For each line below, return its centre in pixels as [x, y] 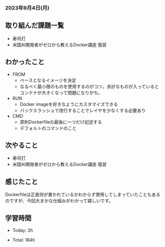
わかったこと [25, 62]
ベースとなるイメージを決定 [48, 80]
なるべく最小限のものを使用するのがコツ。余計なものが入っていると [89, 86]
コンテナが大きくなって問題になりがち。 [61, 93]
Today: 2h [23, 230]
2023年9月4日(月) [27, 7]
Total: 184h [24, 240]
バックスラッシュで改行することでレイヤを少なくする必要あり [83, 110]
